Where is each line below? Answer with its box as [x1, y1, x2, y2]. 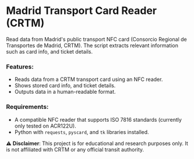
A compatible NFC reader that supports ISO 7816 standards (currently [14, 116, 182, 123]
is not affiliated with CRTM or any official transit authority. [6, 146, 144, 153]
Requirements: [6, 103, 49, 111]
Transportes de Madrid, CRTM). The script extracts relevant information [6, 42, 179, 49]
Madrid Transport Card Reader [6, 4, 157, 17]
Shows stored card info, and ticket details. [14, 82, 116, 89]
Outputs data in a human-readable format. [14, 89, 116, 96]
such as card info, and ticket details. [6, 48, 93, 55]
